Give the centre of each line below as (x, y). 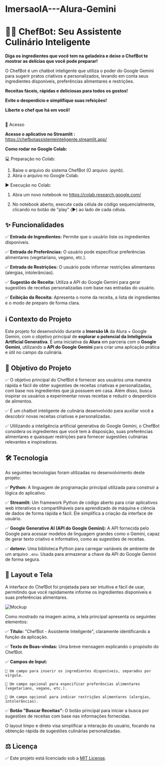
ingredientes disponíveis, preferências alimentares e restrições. (70, 81)
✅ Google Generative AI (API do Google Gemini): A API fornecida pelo (77, 528)
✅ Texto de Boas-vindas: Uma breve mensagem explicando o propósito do (82, 646)
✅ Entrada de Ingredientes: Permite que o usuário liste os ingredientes (78, 237)
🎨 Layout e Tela (29, 575)
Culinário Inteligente (48, 42)
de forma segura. (23, 559)
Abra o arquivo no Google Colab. (45, 175)
